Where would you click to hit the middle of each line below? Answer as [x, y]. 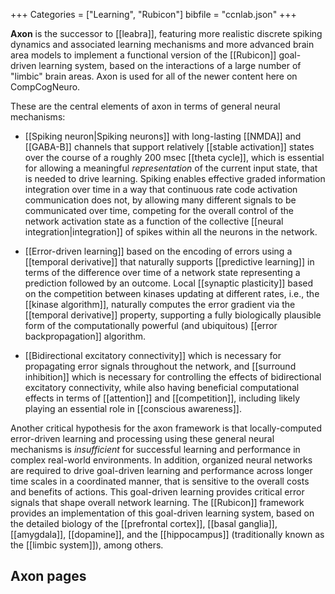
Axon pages [48, 576]
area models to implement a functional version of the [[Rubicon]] [143, 55]
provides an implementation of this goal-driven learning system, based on [162, 513]
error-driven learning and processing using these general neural [142, 438]
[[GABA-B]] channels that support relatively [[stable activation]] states [169, 147]
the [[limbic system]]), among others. [87, 545]
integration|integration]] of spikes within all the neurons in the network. [171, 232]
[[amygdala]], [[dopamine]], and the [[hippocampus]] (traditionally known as [167, 534]
